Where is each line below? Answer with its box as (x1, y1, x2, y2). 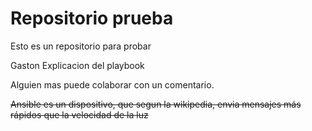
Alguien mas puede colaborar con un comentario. (10, 78, 215, 91)
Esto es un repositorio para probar (10, 40, 152, 52)
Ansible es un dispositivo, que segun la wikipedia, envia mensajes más (10, 98, 302, 110)
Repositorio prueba (10, 7, 174, 30)
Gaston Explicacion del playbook (10, 59, 145, 71)
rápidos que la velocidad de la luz (10, 108, 149, 121)
